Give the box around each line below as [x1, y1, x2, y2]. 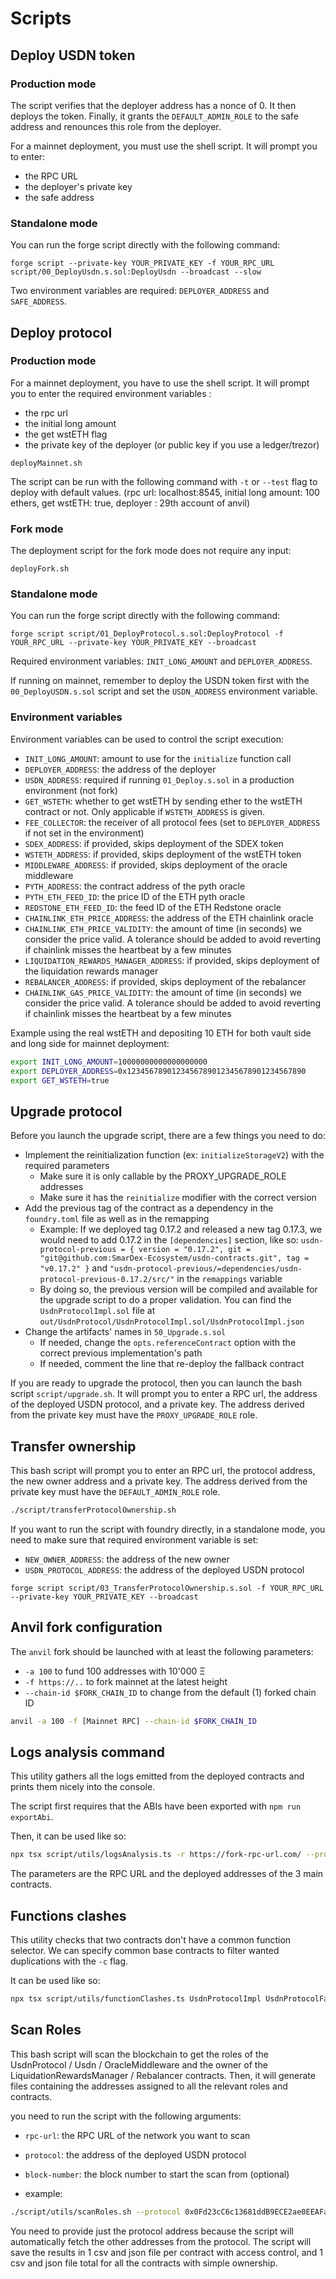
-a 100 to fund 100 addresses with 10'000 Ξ [24, 1665, 206, 1677]
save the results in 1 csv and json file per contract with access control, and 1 [10, 2246, 324, 2258]
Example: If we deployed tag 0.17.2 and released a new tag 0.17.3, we [39, 1223, 323, 1236]
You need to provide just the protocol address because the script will [10, 2225, 294, 2237]
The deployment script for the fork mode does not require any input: [10, 545, 292, 557]
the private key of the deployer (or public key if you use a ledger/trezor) [24, 438, 320, 451]
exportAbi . [10, 1811, 54, 1823]
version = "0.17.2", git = [138, 1245, 252, 1255]
